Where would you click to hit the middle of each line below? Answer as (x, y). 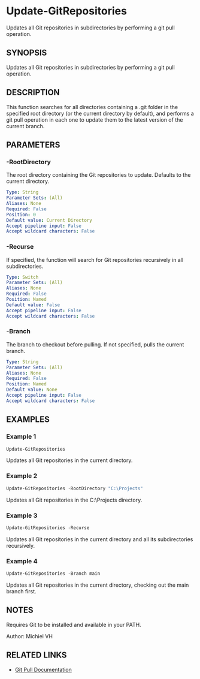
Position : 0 (21, 215)
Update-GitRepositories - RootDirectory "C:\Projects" (75, 488)
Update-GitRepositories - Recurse (48, 528)
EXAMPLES (28, 420)
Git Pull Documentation (43, 669)
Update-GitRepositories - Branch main (53, 574)
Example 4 (22, 561)
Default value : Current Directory (49, 220)
